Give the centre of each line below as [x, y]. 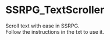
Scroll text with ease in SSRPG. [42, 26]
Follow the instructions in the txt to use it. [55, 31]
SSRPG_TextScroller [55, 10]
